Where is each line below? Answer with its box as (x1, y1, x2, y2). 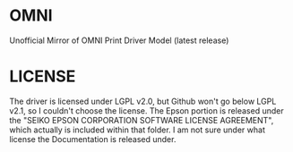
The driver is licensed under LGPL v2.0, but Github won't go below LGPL (9, 96, 277, 106)
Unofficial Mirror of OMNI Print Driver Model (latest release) (9, 35, 229, 46)
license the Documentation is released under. (9, 133, 177, 144)
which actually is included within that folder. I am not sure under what (9, 124, 266, 135)
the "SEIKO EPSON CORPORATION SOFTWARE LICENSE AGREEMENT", (9, 114, 274, 125)
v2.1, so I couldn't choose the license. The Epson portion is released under (9, 105, 284, 116)
